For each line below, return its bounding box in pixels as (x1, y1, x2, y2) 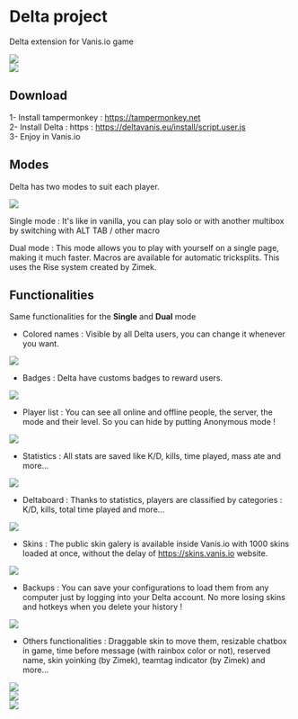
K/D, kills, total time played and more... (22, 504, 165, 515)
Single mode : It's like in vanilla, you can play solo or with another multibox (9, 215, 285, 226)
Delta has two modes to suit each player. (9, 181, 160, 192)
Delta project (9, 6, 108, 27)
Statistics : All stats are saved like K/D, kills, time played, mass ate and (22, 451, 281, 462)
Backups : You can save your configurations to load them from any (22, 582, 269, 593)
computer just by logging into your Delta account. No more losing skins (22, 592, 285, 603)
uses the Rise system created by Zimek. (9, 261, 157, 272)
